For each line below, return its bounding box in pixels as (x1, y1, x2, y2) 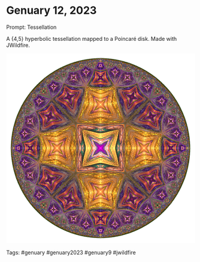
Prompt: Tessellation (6, 23, 57, 31)
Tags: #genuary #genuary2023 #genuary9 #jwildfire (6, 249, 136, 256)
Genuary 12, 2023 (6, 4, 97, 17)
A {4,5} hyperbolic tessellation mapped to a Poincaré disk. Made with (6, 35, 177, 42)
